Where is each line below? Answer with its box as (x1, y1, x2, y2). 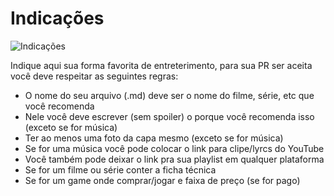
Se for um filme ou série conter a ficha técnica (24, 163, 217, 176)
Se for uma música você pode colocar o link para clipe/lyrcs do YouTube (24, 142, 325, 154)
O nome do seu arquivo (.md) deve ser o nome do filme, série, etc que (24, 89, 315, 101)
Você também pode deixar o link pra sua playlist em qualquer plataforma (24, 153, 325, 165)
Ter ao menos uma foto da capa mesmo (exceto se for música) (24, 132, 284, 144)
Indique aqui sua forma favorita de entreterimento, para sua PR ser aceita (10, 59, 313, 71)
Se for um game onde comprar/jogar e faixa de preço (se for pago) (24, 174, 301, 186)
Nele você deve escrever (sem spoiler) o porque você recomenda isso (24, 110, 315, 122)
